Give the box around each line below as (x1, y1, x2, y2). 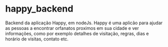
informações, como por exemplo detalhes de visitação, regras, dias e (5, 30, 149, 36)
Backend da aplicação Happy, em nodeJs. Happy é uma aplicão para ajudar (5, 20, 163, 26)
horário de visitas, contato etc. (5, 36, 69, 42)
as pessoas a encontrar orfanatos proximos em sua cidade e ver (5, 25, 139, 31)
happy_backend (5, 3, 74, 15)
